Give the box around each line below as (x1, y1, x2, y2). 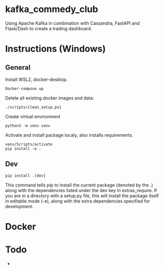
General (5, 63, 31, 71)
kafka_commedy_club (5, 4, 98, 15)
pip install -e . (5, 146, 42, 151)
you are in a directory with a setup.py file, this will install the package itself (5, 193, 159, 199)
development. (5, 203, 34, 209)
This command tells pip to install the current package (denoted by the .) (5, 182, 153, 188)
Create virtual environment (5, 113, 61, 119)
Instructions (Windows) (5, 43, 106, 55)
